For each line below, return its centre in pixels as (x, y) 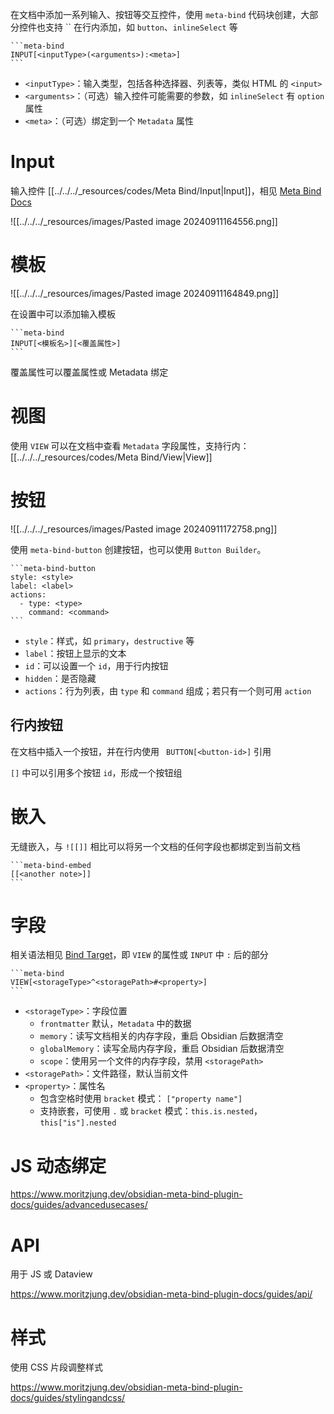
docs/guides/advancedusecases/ (79, 1205)
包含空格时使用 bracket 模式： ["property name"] (141, 1099)
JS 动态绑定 (58, 1165)
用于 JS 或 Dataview (51, 1274)
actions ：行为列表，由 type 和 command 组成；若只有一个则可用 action (168, 690)
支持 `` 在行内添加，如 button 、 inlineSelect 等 (141, 27)
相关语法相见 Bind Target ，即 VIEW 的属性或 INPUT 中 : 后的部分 (139, 955)
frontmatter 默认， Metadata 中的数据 (115, 1024)
